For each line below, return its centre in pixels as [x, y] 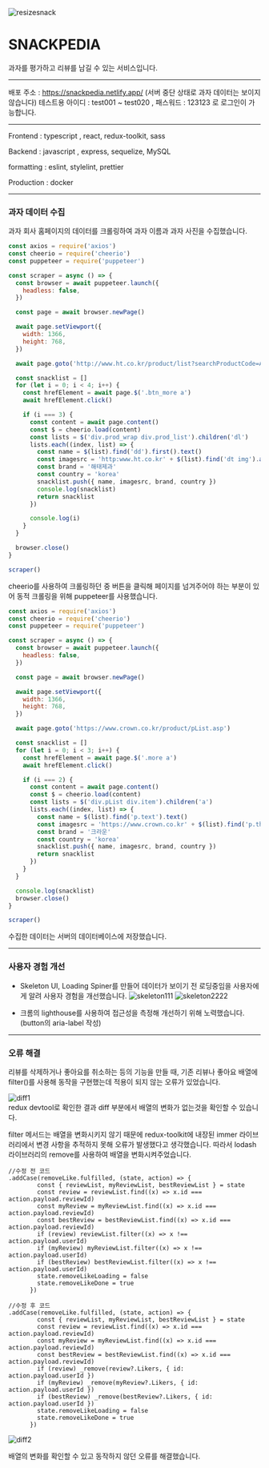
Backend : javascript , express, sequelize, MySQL [90, 151]
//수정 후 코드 [29, 1306]
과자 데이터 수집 [37, 212]
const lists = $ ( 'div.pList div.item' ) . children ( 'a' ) [121, 802]
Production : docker [41, 182]
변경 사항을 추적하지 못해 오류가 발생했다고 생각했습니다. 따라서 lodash [146, 1144]
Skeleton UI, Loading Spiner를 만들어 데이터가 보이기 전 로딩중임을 [126, 985]
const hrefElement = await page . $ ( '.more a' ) [100, 758]
